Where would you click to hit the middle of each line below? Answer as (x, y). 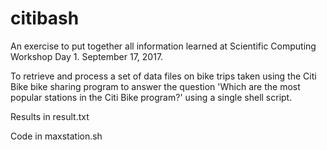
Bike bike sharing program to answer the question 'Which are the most (155, 86)
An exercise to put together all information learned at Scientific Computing (163, 46)
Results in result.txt (50, 116)
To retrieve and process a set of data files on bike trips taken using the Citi (163, 76)
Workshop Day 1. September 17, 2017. (87, 56)
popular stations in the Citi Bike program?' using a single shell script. (151, 97)
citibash (45, 18)
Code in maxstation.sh (56, 136)
